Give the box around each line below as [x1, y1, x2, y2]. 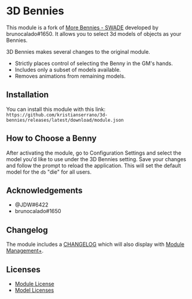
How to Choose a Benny [6, 133, 97, 144]
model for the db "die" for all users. [6, 168, 92, 175]
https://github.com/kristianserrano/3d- [6, 112, 109, 118]
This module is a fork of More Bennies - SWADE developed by [6, 24, 159, 31]
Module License [14, 280, 55, 287]
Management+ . [6, 247, 44, 254]
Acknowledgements [6, 185, 83, 195]
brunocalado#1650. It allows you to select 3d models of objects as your [6, 30, 182, 37]
